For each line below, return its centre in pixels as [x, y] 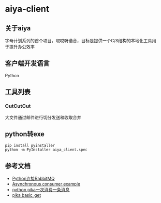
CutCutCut [18, 106]
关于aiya [18, 28]
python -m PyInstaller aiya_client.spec [46, 150]
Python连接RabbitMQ [33, 179]
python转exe [25, 134]
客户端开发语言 [27, 63]
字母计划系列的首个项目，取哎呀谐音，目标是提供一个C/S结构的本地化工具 [79, 41]
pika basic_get [26, 195]
